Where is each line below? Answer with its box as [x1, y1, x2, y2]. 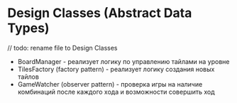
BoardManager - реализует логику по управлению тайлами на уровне [17, 57, 230, 65]
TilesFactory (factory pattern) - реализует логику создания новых [17, 65, 215, 73]
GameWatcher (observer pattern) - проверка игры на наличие [17, 80, 203, 88]
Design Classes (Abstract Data [7, 5, 192, 21]
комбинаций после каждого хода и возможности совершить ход [17, 87, 215, 96]
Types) [7, 20, 50, 36]
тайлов [17, 72, 39, 81]
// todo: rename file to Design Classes [7, 43, 118, 52]
